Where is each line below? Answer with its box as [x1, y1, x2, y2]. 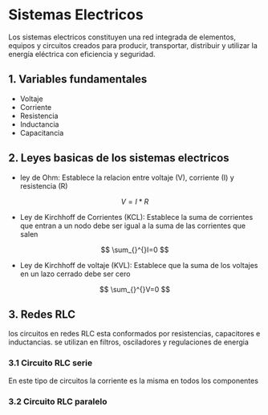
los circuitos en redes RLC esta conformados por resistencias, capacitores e [8, 329, 261, 339]
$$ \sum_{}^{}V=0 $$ [99, 284, 171, 294]
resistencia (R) [19, 181, 68, 190]
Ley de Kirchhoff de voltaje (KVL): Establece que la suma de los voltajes [19, 260, 258, 270]
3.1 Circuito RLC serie [8, 357, 93, 368]
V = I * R [120, 197, 149, 206]
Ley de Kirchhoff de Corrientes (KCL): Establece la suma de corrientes [19, 212, 254, 222]
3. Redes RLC [8, 307, 76, 321]
